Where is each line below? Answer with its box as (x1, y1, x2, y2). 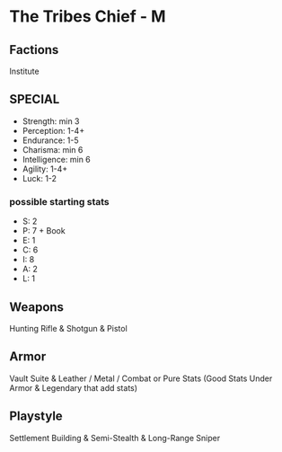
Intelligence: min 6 (22, 154, 92, 164)
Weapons (9, 299, 65, 315)
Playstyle (9, 409, 63, 424)
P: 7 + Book (22, 226, 66, 236)
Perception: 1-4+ (22, 125, 85, 136)
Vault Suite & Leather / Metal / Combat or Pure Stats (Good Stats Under (9, 373, 273, 384)
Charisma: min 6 (22, 144, 84, 155)
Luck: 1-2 (22, 173, 57, 183)
